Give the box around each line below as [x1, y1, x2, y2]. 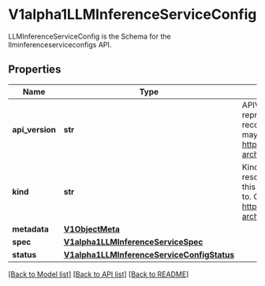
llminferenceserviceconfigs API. [8, 39, 112, 49]
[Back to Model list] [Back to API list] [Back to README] [8, 269, 189, 279]
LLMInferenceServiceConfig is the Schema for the [8, 32, 171, 41]
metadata [12, 223, 49, 234]
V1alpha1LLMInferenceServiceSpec [63, 236, 203, 247]
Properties [8, 63, 62, 76]
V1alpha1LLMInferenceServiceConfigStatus [63, 249, 235, 260]
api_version [12, 124, 57, 135]
